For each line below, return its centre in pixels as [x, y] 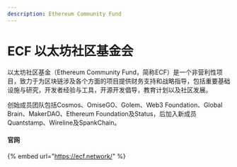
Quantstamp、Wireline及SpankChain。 [64, 122]
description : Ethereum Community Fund [64, 14]
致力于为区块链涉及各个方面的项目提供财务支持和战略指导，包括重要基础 [125, 81]
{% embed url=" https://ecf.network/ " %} [67, 156]
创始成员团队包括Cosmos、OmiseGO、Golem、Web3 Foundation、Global [115, 105]
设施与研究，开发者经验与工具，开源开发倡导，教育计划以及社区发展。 [110, 90]
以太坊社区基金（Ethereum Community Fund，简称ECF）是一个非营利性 [112, 72]
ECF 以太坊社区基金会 [70, 51]
